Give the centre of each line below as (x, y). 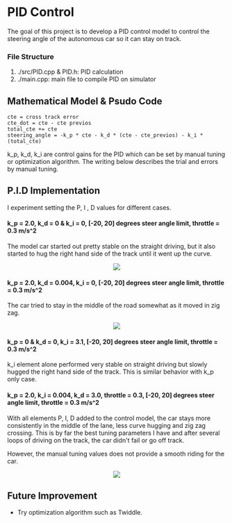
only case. (22, 379)
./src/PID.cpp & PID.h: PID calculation (70, 72)
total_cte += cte (32, 129)
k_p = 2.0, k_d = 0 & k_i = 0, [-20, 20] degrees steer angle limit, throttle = (114, 224)
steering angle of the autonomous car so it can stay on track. (94, 38)
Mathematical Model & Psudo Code (85, 101)
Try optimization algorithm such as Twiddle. (80, 513)
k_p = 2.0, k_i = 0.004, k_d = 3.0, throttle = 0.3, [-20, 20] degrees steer (111, 395)
